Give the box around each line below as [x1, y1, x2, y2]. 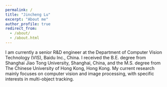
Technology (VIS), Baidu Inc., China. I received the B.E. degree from [5, 54, 146, 60]
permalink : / [5, 7, 33, 13]
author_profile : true [5, 21, 51, 27]
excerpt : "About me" [5, 17, 49, 22]
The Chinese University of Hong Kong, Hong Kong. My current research [5, 65, 155, 71]
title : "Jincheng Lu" [5, 12, 51, 17]
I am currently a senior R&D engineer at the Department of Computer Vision [5, 49, 162, 55]
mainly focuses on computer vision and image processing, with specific [5, 70, 154, 76]
